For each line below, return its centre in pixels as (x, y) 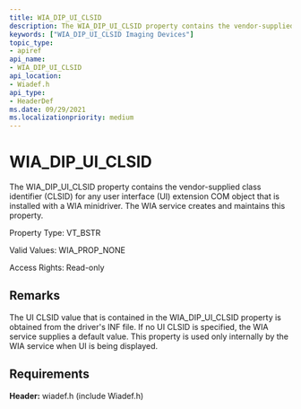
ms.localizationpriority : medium (72, 117)
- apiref (26, 51)
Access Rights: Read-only (57, 268)
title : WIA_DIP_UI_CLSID (56, 17)
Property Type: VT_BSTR (55, 233)
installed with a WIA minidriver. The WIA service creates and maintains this (147, 206)
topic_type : (31, 43)
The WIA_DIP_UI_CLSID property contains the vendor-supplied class (135, 187)
